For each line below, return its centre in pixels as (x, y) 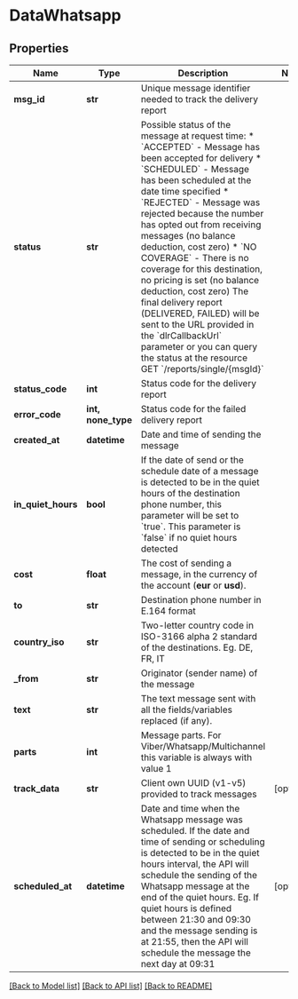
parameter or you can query (199, 347)
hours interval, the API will (195, 864)
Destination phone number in (201, 600)
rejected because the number (202, 214)
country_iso (39, 642)
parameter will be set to (190, 515)
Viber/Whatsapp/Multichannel (203, 746)
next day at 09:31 (178, 964)
